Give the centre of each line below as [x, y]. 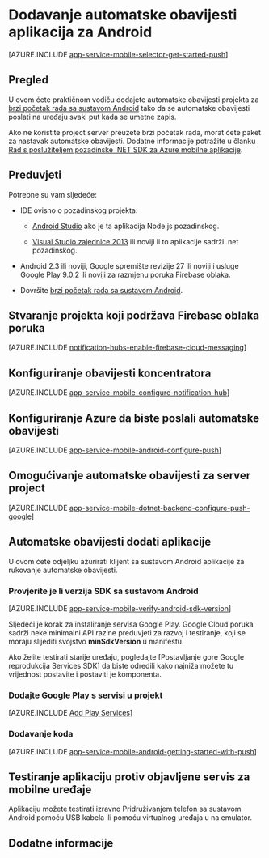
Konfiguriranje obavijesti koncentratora [110, 373]
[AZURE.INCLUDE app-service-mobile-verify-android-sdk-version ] [120, 608]
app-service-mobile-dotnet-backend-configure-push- [160, 508]
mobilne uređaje [50, 790]
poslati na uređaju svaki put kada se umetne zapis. [92, 117]
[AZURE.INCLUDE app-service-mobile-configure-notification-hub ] [119, 393]
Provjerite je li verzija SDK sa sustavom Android [104, 591]
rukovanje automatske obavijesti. [63, 570]
